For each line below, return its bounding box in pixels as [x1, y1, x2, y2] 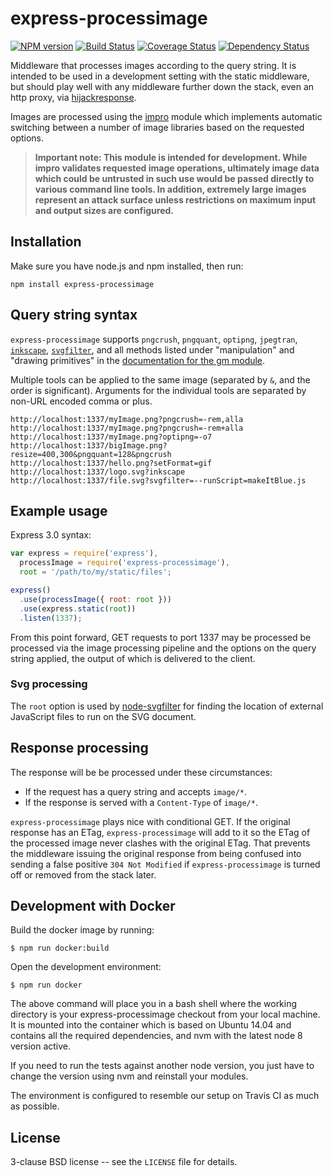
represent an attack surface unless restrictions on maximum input [34, 193, 317, 206]
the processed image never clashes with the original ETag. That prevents [10, 837, 311, 849]
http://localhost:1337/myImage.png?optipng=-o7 [10, 432, 213, 442]
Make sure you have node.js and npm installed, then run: [10, 260, 244, 272]
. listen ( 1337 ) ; [19, 613, 83, 623]
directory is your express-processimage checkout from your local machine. [10, 1008, 321, 1021]
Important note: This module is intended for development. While [34, 151, 308, 163]
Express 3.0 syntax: [10, 529, 92, 541]
